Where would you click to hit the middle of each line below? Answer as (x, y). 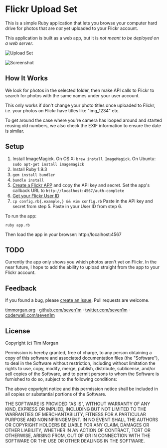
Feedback (21, 288)
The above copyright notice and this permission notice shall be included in (82, 389)
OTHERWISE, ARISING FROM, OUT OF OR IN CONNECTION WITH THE (78, 436)
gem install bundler (34, 175)
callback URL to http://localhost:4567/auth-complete (68, 190)
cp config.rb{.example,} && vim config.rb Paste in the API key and (83, 201)
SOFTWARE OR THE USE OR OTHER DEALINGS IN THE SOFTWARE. (75, 441)
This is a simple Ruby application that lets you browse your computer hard (81, 23)
